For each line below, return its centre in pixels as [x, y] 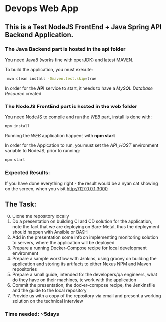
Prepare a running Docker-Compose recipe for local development [79, 248]
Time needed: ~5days [32, 314]
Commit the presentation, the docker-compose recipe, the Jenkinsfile [83, 285]
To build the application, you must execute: [49, 69]
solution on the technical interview [47, 301]
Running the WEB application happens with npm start [60, 135]
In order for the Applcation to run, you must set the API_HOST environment [82, 145]
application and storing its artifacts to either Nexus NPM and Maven [82, 264]
